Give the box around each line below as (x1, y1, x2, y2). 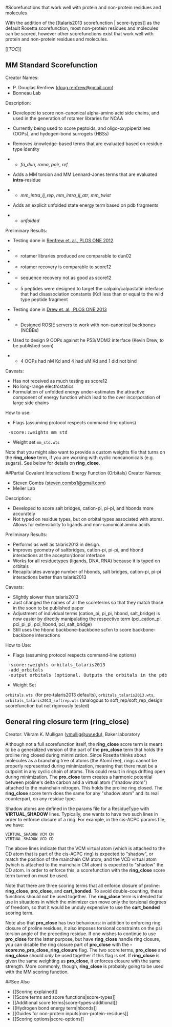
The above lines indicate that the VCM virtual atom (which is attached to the (5, 845, 165, 851)
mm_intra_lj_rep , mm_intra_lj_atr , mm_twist (20, 192, 111, 198)
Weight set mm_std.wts (12, 439, 60, 445)
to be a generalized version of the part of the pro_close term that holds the (5, 746, 164, 753)
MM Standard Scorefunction (5, 61, 98, 70)
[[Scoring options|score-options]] (12, 1016, 84, 1022)
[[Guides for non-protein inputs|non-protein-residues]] (12, 1010, 128, 1016)
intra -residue (12, 176, 41, 183)
